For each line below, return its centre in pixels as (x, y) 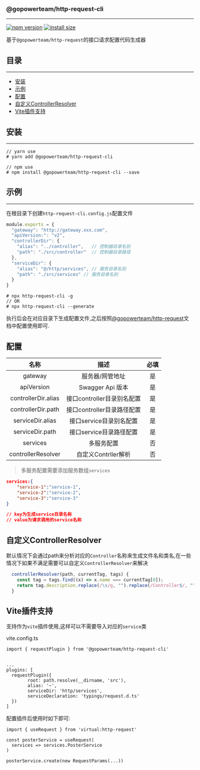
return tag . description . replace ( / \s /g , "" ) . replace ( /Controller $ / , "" (106, 585)
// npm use (20, 167)
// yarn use (21, 151)
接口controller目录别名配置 (104, 399)
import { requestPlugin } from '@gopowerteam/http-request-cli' (87, 649)
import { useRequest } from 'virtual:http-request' (71, 730)
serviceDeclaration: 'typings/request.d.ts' (84, 696)
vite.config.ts (22, 638)
